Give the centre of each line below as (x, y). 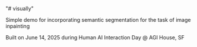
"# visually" (20, 9)
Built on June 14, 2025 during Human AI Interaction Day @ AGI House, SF (95, 37)
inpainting (18, 26)
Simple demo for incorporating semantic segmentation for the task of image (98, 20)
